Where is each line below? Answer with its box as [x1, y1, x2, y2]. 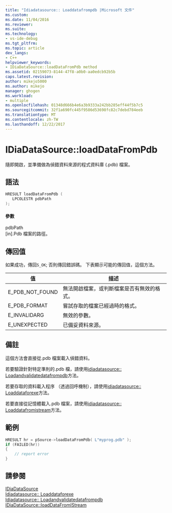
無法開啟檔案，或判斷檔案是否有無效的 [62, 285, 155, 292]
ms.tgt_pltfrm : [5, 41, 38, 46]
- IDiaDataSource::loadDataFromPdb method [5, 65, 97, 70]
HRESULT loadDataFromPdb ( [5, 191, 63, 197]
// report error [14, 452, 50, 457]
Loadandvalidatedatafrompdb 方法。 [5, 372, 81, 378]
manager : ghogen [5, 88, 40, 94]
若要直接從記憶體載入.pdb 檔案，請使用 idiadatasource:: [5, 400, 122, 407]
